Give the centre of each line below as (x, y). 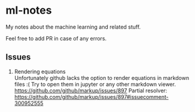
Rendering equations (40, 71)
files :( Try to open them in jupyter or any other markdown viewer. (95, 84)
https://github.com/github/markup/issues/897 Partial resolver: (91, 91)
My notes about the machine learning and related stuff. (73, 27)
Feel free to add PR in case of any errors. (56, 38)
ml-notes (29, 10)
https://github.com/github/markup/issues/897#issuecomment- (91, 97)
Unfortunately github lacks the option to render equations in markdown (102, 77)
